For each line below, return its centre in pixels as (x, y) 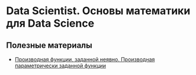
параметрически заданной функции (60, 66)
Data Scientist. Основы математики (98, 11)
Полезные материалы (49, 45)
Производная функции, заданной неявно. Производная (85, 59)
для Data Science (50, 23)
